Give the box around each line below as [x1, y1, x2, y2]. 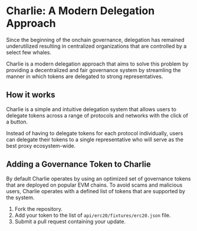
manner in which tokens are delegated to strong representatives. [6, 73, 163, 80]
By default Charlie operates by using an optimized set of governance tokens [6, 175, 191, 182]
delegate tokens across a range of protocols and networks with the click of [6, 112, 189, 119]
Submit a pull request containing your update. [14, 217, 126, 225]
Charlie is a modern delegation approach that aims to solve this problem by [6, 60, 189, 67]
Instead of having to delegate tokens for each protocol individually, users [6, 129, 183, 136]
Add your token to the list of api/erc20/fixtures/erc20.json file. [14, 212, 171, 219]
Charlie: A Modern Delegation [6, 4, 155, 18]
